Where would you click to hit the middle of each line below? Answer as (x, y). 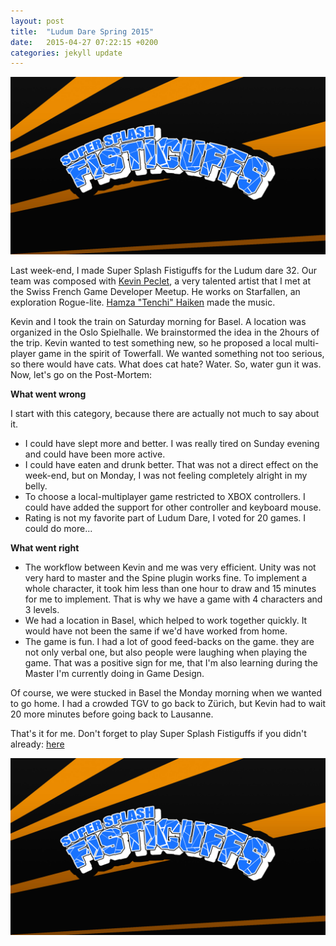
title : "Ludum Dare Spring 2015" (82, 31)
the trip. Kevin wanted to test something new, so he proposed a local (151, 342)
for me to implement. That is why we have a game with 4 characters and (173, 599)
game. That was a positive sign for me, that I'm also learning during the (171, 662)
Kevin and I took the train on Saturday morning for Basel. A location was (158, 321)
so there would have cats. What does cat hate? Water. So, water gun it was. (166, 364)
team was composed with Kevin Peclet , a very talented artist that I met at (160, 281)
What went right (45, 547)
